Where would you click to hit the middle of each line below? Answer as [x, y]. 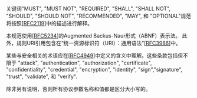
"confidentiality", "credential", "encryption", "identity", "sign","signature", [94, 70]
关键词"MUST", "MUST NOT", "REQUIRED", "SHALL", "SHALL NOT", [88, 9]
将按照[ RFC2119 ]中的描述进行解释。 [50, 23]
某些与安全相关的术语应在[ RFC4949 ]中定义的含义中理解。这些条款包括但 [95, 55]
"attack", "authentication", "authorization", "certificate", [85, 63]
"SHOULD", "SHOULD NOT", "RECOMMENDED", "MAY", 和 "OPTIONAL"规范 [99, 16]
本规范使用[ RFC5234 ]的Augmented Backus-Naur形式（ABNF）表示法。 [93, 36]
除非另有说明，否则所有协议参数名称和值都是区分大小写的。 [78, 89]
